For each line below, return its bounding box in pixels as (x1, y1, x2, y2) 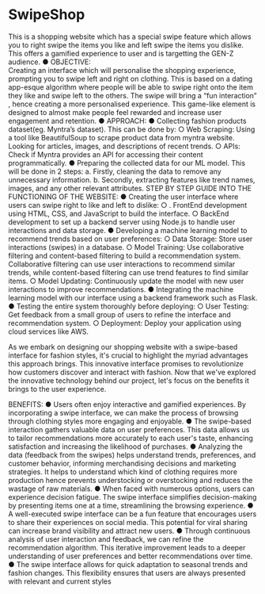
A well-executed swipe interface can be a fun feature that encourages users (8, 509, 257, 519)
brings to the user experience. (8, 384, 107, 393)
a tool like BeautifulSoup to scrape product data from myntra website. (8, 132, 235, 142)
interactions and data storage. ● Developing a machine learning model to (8, 225, 248, 235)
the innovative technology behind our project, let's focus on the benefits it (8, 375, 249, 385)
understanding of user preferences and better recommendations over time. (8, 551, 253, 561)
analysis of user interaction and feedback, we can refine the (8, 534, 204, 544)
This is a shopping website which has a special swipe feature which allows (8, 32, 252, 41)
